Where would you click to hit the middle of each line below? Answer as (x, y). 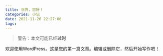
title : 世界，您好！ (24, 10)
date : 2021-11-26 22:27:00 (33, 19)
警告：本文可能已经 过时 (42, 38)
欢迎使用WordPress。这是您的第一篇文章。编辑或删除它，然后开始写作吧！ (83, 49)
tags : (11, 24)
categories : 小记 (23, 14)
